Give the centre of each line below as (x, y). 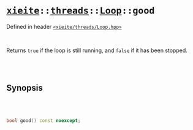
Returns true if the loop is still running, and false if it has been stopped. (97, 50)
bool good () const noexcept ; (44, 120)
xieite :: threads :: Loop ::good (81, 11)
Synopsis (25, 88)
